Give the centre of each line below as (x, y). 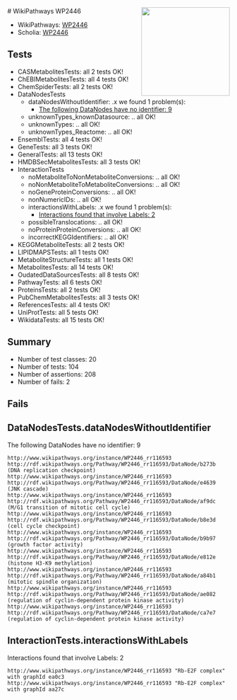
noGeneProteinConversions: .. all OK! (82, 192)
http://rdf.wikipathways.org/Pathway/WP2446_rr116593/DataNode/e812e (112, 557)
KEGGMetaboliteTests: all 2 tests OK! (71, 244)
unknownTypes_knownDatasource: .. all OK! (92, 117)
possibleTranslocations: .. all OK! (75, 222)
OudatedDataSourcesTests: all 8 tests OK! (78, 275)
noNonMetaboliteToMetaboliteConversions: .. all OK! (104, 184)
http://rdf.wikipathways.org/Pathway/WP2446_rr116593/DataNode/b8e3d (112, 520)
